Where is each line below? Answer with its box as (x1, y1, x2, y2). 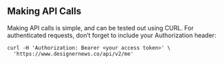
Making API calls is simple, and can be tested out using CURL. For (7, 23, 194, 32)
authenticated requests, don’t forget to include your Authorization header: (7, 31, 217, 39)
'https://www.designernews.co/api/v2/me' (13, 50, 134, 57)
